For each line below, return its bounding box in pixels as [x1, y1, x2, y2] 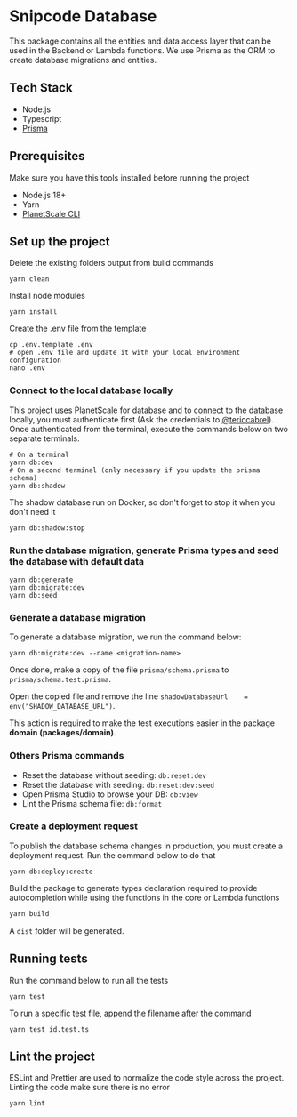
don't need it [9, 506, 56, 517]
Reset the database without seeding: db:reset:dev [21, 769, 207, 780]
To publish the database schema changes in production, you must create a [9, 840, 283, 851]
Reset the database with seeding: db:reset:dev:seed [21, 779, 215, 790]
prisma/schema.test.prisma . [9, 674, 112, 685]
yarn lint [9, 1099, 46, 1108]
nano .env [9, 364, 46, 373]
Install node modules [9, 291, 86, 301]
